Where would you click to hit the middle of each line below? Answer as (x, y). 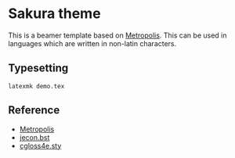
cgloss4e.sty (40, 145)
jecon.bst (34, 137)
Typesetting (38, 68)
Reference (34, 110)
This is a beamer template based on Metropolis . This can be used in (117, 35)
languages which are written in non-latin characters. (92, 43)
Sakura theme (54, 14)
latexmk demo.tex (36, 86)
